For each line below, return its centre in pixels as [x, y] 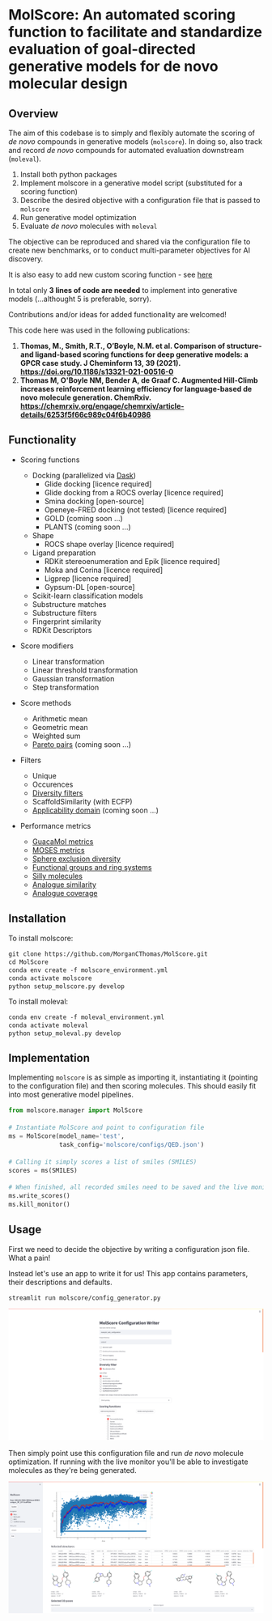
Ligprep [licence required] [88, 578]
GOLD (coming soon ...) [83, 518]
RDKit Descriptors [62, 630]
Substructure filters [64, 613]
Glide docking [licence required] [98, 484]
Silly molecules [57, 876]
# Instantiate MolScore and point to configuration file [106, 1128]
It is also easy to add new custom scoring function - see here [110, 274]
